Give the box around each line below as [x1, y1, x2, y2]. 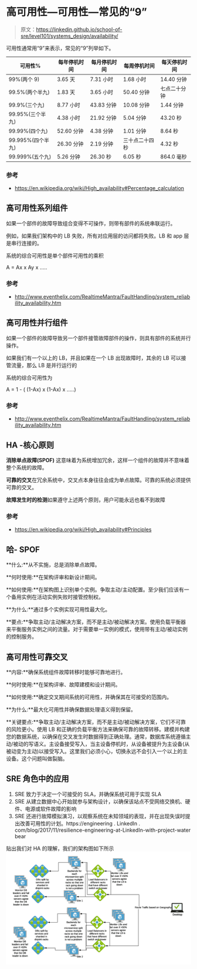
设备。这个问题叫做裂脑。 [6, 755, 68, 762]
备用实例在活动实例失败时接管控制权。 [11, 594, 104, 601]
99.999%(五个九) [8, 153, 52, 160]
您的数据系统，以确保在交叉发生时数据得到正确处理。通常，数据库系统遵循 [6, 733, 186, 740]
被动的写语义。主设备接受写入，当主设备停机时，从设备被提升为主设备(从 [13, 740, 190, 747]
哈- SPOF [6, 544, 40, 554]
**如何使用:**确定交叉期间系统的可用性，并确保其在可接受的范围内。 [6, 693, 172, 700]
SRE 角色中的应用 [6, 774, 69, 784]
